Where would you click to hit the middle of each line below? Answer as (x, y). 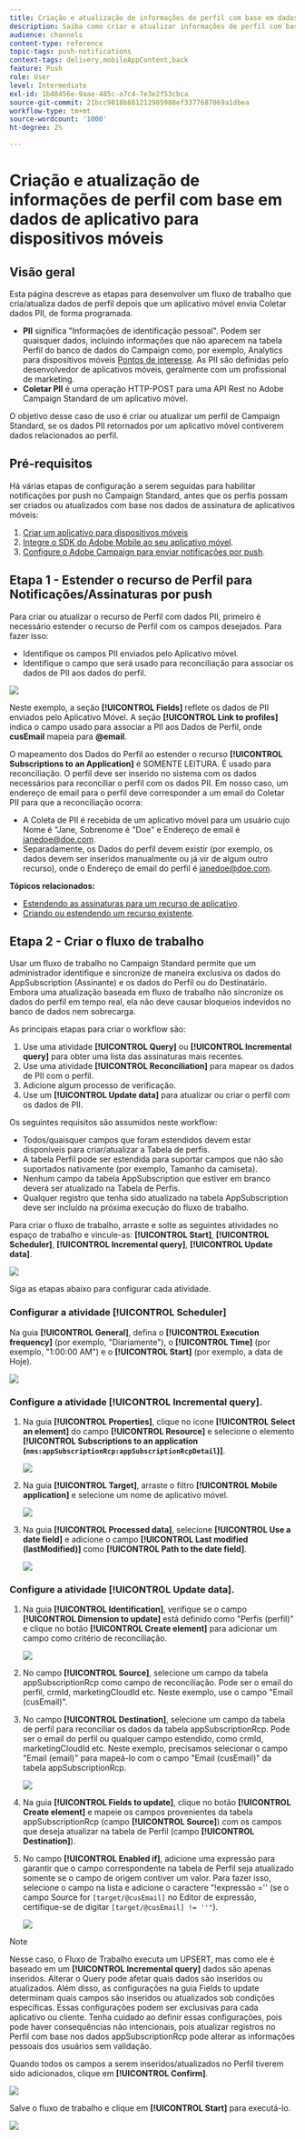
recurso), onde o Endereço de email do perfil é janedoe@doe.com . (147, 868)
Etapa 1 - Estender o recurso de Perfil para (131, 580)
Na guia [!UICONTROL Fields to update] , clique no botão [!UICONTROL (157, 1803)
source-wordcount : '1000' (58, 119)
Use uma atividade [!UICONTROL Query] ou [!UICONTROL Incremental (157, 1047)
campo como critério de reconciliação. (95, 1638)
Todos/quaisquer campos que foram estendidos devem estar (137, 1140)
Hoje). (21, 1361)
